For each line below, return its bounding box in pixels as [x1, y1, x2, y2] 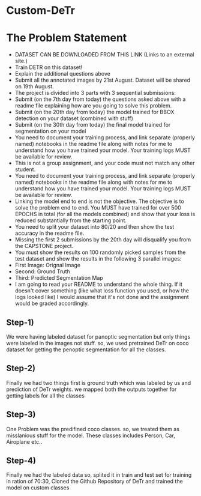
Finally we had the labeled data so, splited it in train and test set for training [6, 471, 192, 479]
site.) [14, 58, 28, 65]
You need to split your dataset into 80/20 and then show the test [14, 223, 175, 231]
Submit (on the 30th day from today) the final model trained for [14, 121, 171, 129]
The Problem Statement [6, 31, 127, 45]
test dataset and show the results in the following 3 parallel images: [14, 255, 182, 262]
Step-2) [6, 363, 36, 374]
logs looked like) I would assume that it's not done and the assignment [14, 294, 189, 301]
